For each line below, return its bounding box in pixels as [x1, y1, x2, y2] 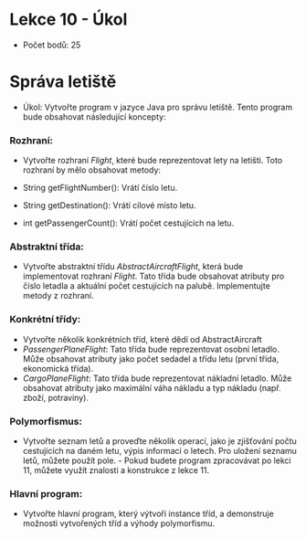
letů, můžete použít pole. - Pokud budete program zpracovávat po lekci [22, 455, 291, 466]
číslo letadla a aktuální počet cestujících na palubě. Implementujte [22, 280, 271, 291]
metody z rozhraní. [22, 290, 94, 301]
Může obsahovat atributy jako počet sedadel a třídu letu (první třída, [22, 353, 280, 364]
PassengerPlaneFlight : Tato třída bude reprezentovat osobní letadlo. [22, 343, 280, 354]
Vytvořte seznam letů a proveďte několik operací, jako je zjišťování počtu [22, 436, 297, 447]
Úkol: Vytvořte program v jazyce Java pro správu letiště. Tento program [22, 101, 293, 112]
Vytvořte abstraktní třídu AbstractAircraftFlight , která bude [22, 261, 244, 272]
